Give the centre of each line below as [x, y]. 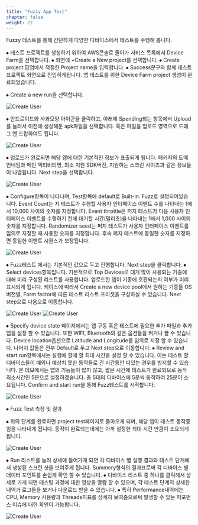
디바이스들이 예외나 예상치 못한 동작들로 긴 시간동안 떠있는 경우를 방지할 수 [92, 363]
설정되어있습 [174, 196]
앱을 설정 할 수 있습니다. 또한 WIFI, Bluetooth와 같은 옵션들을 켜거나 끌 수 [91, 333]
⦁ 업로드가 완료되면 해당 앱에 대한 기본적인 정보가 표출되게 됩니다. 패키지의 [92, 158]
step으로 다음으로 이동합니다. [40, 302]
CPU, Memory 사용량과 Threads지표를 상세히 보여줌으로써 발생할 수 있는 [91, 497]
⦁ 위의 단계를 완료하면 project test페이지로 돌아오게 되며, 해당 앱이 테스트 [90, 422]
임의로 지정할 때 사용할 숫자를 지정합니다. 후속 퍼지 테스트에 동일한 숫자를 [90, 234]
